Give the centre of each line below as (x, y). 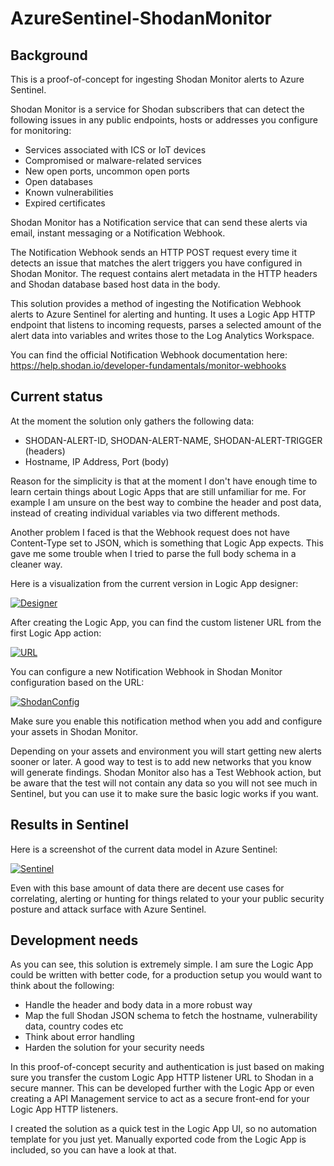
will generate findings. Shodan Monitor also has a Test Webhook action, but (166, 772)
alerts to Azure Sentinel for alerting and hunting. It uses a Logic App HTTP (163, 314)
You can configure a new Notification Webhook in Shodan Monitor (146, 671)
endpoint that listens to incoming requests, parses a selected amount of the (166, 325)
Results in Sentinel (69, 825)
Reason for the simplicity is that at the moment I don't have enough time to (164, 481)
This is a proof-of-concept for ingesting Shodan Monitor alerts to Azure (157, 79)
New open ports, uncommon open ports (107, 171)
